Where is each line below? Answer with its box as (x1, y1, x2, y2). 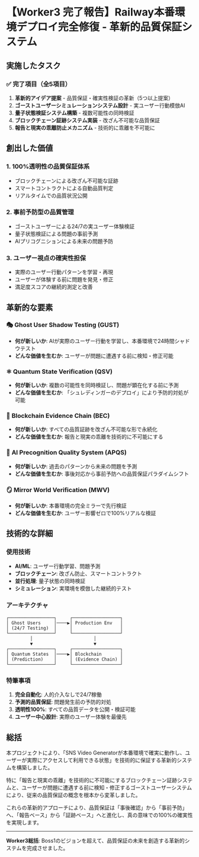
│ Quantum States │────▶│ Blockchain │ (6, 651, 123, 658)
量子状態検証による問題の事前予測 (14, 230, 98, 237)
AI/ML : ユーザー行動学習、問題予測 (14, 562, 101, 570)
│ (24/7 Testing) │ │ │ (6, 626, 123, 631)
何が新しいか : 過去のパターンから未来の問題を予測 (14, 462, 137, 469)
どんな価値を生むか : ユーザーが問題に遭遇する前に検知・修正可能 (14, 352, 174, 359)
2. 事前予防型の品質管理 (6, 208, 74, 217)
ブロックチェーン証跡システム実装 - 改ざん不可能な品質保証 (14, 116, 161, 123)
